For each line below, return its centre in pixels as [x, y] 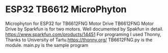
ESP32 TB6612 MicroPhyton [66, 9]
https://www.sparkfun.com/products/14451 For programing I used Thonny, [83, 34]
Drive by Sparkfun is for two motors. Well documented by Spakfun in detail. [85, 29]
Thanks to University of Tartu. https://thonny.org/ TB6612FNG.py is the [79, 40]
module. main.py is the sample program [47, 45]
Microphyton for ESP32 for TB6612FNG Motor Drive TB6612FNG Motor [80, 23]
